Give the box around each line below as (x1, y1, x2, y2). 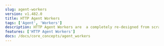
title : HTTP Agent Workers (5, 16, 60, 21)
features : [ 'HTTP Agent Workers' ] (5, 29, 76, 34)
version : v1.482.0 (5, 11, 42, 16)
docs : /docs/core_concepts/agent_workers (5, 34, 91, 39)
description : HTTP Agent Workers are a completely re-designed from (5, 25, 150, 30)
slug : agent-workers (5, 7, 47, 12)
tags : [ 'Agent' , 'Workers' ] (5, 20, 62, 25)
